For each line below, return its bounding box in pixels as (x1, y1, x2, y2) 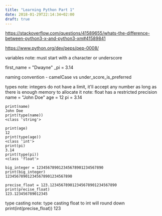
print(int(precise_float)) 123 (5, 206, 61, 212)
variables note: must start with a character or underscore (5, 55, 123, 61)
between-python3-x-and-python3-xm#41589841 (5, 35, 106, 41)
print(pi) (5, 143, 26, 149)
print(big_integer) (5, 170, 46, 175)
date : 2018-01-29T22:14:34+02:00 (5, 12, 75, 17)
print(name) (5, 104, 30, 109)
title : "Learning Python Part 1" (5, 7, 75, 12)
